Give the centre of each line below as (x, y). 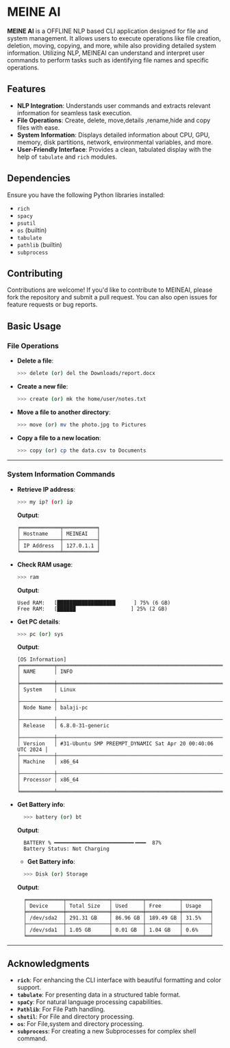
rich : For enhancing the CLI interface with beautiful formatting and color (119, 980)
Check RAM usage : (45, 565)
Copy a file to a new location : (59, 437)
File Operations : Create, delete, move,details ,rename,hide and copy (114, 120)
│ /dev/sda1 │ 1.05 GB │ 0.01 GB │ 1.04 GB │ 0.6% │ (118, 930)
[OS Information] (42, 660)
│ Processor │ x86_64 (48, 780)
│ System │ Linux (46, 690)
